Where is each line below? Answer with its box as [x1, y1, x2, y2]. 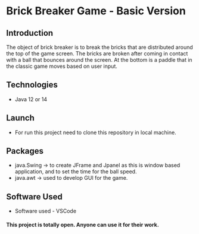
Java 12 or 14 [14, 95, 48, 102]
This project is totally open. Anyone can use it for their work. [6, 221, 159, 228]
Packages [6, 146, 43, 156]
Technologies [6, 80, 58, 90]
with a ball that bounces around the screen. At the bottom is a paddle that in [6, 57, 192, 63]
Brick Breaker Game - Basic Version [6, 4, 186, 18]
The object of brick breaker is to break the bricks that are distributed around [6, 43, 194, 51]
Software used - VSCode [14, 207, 76, 215]
